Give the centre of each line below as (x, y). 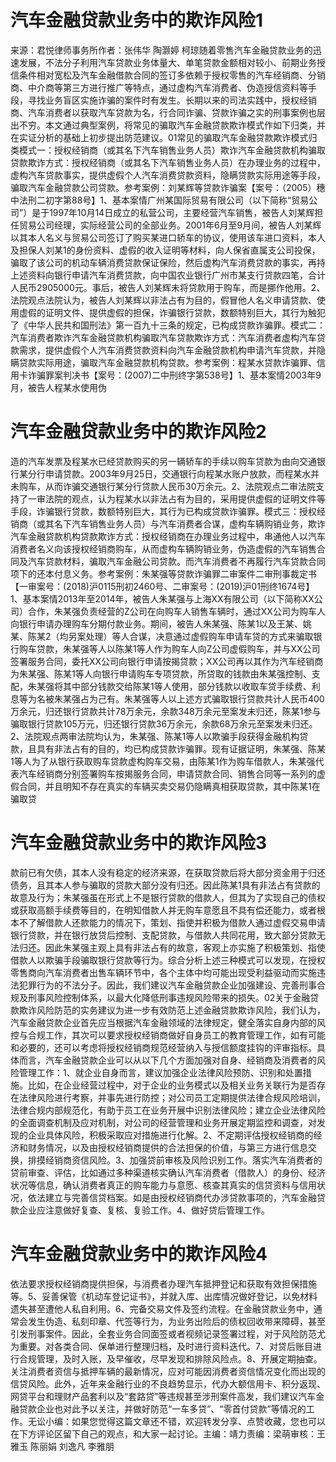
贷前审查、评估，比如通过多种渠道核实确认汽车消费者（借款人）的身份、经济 (168, 1172)
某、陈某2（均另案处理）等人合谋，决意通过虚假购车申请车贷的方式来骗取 (162, 636)
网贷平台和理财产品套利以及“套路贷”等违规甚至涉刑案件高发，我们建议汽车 (163, 1396)
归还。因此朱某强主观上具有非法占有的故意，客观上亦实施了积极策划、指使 (172, 947)
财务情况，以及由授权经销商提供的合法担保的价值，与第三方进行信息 (167, 1147)
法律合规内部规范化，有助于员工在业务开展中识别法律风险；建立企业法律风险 (168, 1110)
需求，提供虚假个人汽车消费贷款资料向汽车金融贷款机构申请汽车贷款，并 (167, 350)
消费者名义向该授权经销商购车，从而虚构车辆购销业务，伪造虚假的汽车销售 (163, 548)
